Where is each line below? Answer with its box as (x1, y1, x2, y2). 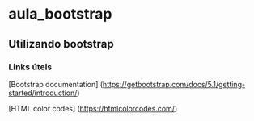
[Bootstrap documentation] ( (8, 79, 104, 89)
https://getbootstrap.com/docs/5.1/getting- (102, 79, 245, 89)
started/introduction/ (8, 88, 78, 98)
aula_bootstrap (8, 5, 112, 23)
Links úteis (8, 61, 53, 73)
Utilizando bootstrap (8, 37, 115, 51)
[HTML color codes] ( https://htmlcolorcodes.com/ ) (8, 103, 178, 113)
